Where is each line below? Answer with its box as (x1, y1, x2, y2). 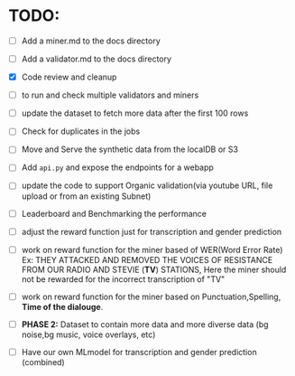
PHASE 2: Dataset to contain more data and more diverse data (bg (21, 318, 269, 330)
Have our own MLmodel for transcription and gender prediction (21, 346, 258, 357)
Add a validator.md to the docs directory (21, 53, 172, 64)
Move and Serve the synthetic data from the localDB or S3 (21, 144, 238, 155)
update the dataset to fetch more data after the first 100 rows (21, 108, 249, 118)
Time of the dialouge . (21, 301, 104, 312)
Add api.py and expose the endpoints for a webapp (21, 162, 214, 173)
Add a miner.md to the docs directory (21, 35, 161, 46)
